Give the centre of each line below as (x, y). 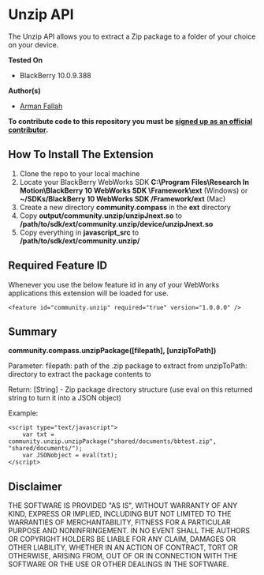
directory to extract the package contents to (80, 374)
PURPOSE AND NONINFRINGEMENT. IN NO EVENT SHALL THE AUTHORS (129, 531)
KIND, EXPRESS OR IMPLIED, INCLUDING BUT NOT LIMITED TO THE (120, 514)
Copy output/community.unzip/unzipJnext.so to (101, 216)
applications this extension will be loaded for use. (88, 293)
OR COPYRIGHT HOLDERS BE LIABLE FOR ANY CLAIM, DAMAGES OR (122, 539)
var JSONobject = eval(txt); (70, 456)
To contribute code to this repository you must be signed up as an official (130, 121)
